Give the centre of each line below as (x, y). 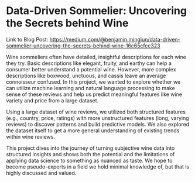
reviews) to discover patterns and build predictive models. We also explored (98, 124)
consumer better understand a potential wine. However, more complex (91, 69)
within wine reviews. (31, 136)
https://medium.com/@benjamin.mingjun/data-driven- (115, 39)
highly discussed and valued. (41, 173)
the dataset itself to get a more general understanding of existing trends (93, 131)
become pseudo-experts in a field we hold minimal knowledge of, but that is (97, 166)
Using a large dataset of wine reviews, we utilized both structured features (96, 112)
